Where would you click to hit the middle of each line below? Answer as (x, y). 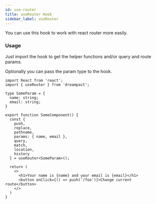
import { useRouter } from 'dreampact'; (48, 84)
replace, (23, 128)
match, (21, 145)
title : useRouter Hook (28, 14)
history (22, 154)
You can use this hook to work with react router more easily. (66, 33)
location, (24, 149)
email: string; (25, 102)
